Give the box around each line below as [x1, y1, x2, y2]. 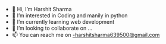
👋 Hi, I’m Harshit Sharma [11, 6, 72, 12]
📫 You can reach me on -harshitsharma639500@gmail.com [11, 32, 160, 38]
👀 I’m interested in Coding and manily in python [11, 12, 128, 19]
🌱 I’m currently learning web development [11, 18, 115, 25]
